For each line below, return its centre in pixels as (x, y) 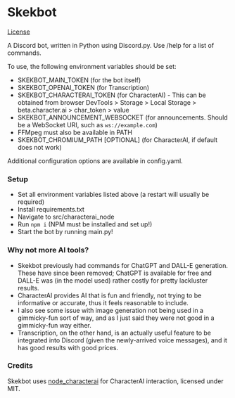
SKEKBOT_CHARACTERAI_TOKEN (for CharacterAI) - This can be (112, 95)
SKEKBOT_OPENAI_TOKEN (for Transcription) (83, 87)
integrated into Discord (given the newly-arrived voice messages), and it (122, 340)
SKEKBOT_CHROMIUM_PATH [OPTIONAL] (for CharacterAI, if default (118, 140)
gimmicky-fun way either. (54, 325)
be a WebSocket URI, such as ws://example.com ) (88, 124)
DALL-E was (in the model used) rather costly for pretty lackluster (113, 280)
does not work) (39, 147)
